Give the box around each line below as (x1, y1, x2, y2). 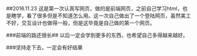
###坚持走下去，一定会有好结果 (6, 44, 83, 51)
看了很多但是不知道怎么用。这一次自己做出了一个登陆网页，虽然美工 (26, 12, 191, 19)
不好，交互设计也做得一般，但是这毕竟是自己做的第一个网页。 (6, 20, 155, 26)
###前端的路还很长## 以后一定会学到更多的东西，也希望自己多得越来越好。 (6, 32, 189, 39)
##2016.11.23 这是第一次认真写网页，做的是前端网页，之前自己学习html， (6, 5, 183, 12)
